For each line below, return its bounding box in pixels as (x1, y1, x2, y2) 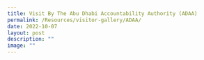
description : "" (7, 36, 54, 43)
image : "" (7, 42, 36, 49)
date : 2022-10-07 (7, 23, 58, 30)
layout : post (7, 29, 45, 37)
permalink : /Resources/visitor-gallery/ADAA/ (7, 17, 141, 23)
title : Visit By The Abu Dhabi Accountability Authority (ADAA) (7, 10, 198, 17)
